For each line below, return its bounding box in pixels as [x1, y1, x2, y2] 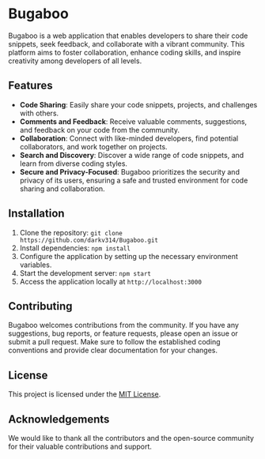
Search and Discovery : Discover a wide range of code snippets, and [19, 150, 244, 160]
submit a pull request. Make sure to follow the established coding [8, 337, 221, 347]
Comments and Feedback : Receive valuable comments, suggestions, [19, 116, 248, 126]
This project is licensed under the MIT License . [8, 389, 161, 399]
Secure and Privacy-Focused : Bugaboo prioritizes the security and [19, 167, 240, 176]
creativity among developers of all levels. [8, 56, 142, 66]
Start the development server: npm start [19, 268, 152, 277]
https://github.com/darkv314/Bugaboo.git [19, 236, 158, 244]
